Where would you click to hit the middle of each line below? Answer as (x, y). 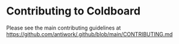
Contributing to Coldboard (73, 11)
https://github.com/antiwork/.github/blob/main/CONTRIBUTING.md (89, 34)
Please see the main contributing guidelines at (64, 28)
